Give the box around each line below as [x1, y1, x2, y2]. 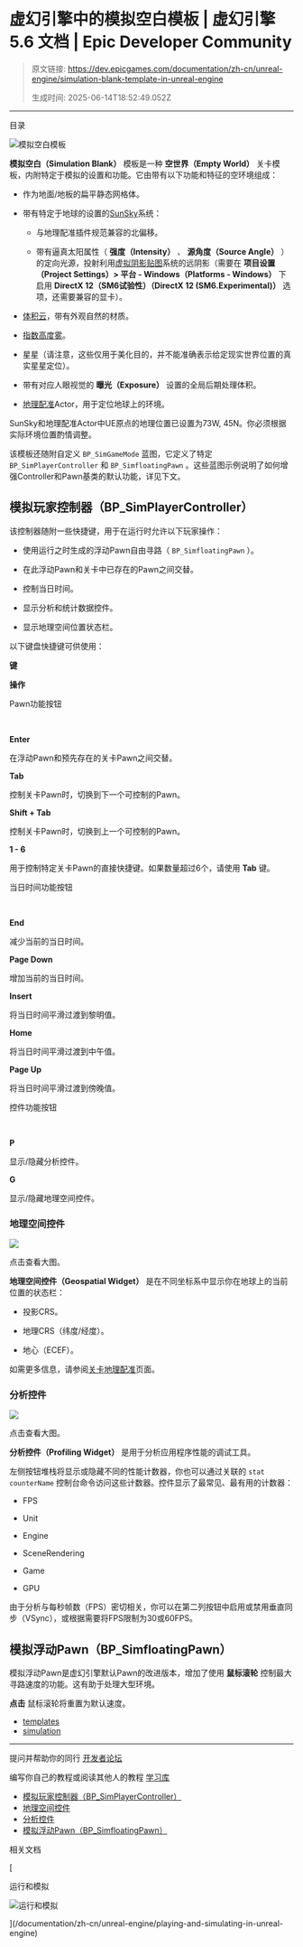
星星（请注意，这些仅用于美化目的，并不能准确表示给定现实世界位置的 [22, 349, 284, 359]
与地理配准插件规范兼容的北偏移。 [35, 227, 163, 238]
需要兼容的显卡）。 [60, 291, 128, 302]
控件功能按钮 [9, 1102, 57, 1113]
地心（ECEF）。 [22, 1345, 79, 1355]
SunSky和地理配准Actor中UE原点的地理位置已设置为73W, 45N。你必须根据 [9, 417, 287, 428]
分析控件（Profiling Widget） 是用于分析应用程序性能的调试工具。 [9, 1447, 256, 1458]
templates [22, 1716, 60, 1727]
